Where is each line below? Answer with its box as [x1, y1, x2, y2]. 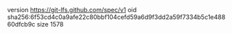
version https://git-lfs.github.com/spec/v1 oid [7, 6, 137, 14]
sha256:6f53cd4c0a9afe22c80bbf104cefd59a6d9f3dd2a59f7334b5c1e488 [7, 13, 226, 21]
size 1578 [37, 20, 64, 28]
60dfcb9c [7, 20, 36, 28]
